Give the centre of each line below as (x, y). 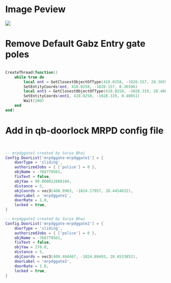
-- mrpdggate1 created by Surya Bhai (45, 153)
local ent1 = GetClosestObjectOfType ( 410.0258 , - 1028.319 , (88, 91)
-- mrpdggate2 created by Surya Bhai (45, 219)
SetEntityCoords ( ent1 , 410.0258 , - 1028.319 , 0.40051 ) (82, 96)
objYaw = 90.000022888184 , (43, 181)
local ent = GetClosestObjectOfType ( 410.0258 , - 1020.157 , (86, 82)
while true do (29, 77)
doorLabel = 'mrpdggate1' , (43, 196)
